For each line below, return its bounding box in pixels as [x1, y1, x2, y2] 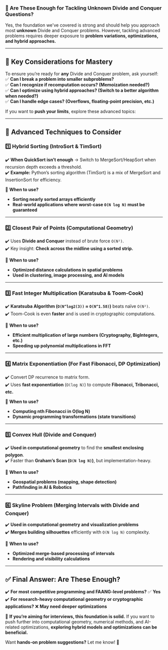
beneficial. [5, 629, 28, 635]
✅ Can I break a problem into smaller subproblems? [5, 76, 114, 82]
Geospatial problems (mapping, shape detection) [12, 479, 117, 485]
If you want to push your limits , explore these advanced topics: [5, 108, 136, 114]
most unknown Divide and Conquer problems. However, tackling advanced [5, 28, 160, 34]
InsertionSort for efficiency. [5, 177, 61, 183]
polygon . [5, 452, 24, 458]
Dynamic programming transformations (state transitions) [12, 414, 136, 420]
